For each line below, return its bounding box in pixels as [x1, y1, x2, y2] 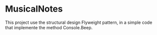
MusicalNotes [5, 3, 63, 15]
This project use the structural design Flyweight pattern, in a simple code [5, 19, 153, 25]
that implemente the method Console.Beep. [5, 24, 93, 30]
